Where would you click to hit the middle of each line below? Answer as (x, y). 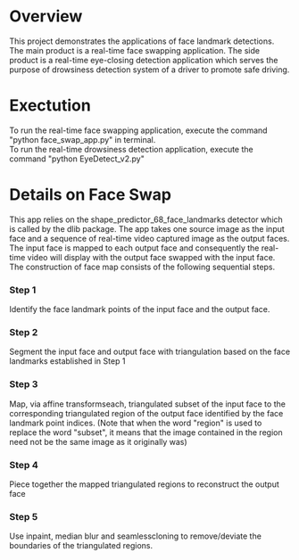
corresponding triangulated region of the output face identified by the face (146, 413)
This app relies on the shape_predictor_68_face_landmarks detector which (146, 219)
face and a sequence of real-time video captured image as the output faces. (149, 238)
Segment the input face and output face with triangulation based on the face (150, 352)
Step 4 (24, 465)
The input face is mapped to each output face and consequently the (134, 248)
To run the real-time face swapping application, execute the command (138, 130)
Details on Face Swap (91, 195)
